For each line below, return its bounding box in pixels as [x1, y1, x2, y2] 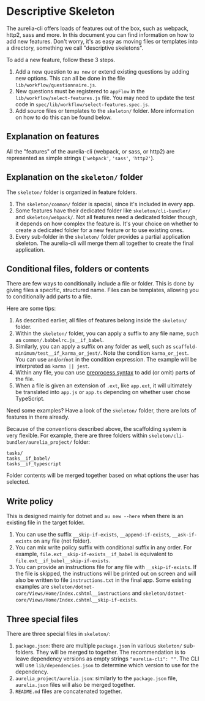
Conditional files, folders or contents [6, 263, 149, 274]
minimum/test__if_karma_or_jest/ [15, 350, 101, 357]
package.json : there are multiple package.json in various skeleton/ [15, 642, 182, 649]
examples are [15, 583, 50, 591]
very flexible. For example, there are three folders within [6, 432, 148, 440]
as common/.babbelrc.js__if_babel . [15, 336, 104, 344]
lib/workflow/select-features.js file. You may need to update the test [15, 94, 195, 101]
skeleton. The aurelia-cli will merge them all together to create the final [15, 239, 194, 247]
